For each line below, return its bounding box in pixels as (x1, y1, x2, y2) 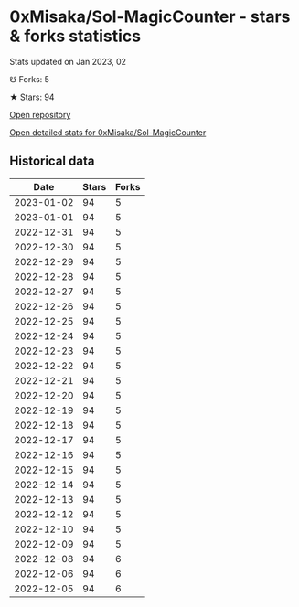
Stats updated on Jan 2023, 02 (9, 56, 126, 67)
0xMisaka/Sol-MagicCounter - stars (9, 6, 291, 27)
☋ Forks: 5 (9, 73, 50, 84)
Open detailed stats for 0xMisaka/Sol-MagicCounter (9, 126, 207, 138)
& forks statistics (9, 26, 142, 47)
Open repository (9, 109, 71, 120)
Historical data (9, 154, 95, 169)
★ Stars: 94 (9, 91, 55, 102)
